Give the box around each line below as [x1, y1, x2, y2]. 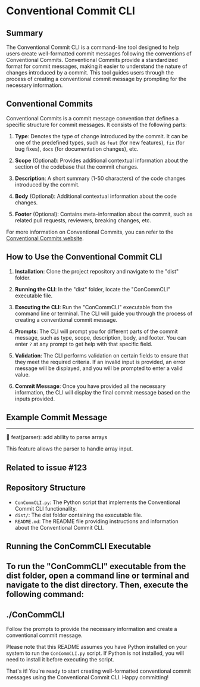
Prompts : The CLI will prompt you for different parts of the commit [14, 328, 178, 335]
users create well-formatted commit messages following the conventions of [6, 50, 192, 57]
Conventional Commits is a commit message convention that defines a [6, 114, 179, 122]
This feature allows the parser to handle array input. [6, 445, 133, 452]
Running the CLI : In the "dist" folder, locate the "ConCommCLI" [14, 285, 171, 293]
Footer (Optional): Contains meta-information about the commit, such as [14, 210, 193, 217]
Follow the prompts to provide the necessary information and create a [6, 626, 177, 633]
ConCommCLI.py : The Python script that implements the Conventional [14, 499, 180, 506]
